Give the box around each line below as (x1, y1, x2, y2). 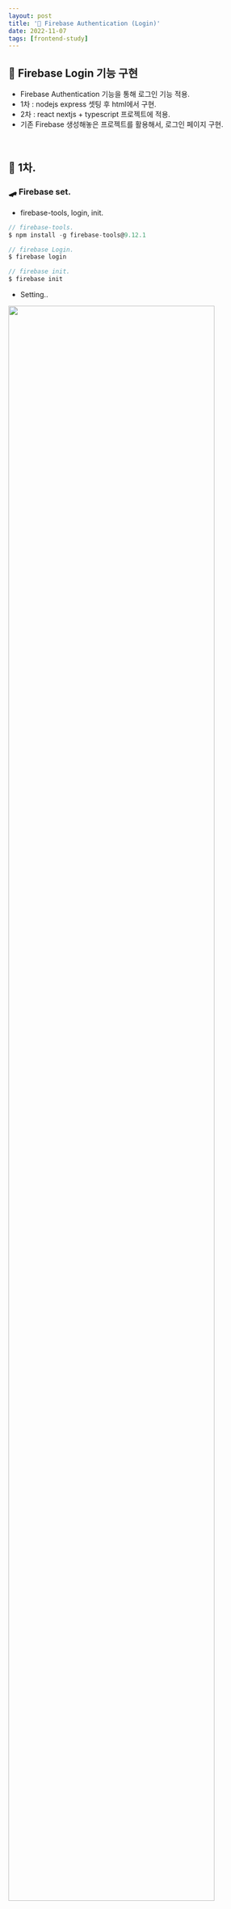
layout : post (8, 11, 52, 20)
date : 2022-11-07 (8, 27, 67, 35)
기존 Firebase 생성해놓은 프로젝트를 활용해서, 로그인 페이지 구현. (19, 120, 224, 129)
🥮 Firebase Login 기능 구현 (8, 66, 139, 80)
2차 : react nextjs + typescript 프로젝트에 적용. (19, 110, 171, 120)
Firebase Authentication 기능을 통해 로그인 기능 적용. (19, 90, 190, 99)
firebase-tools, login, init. (19, 208, 103, 217)
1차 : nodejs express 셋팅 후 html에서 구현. (19, 99, 157, 109)
